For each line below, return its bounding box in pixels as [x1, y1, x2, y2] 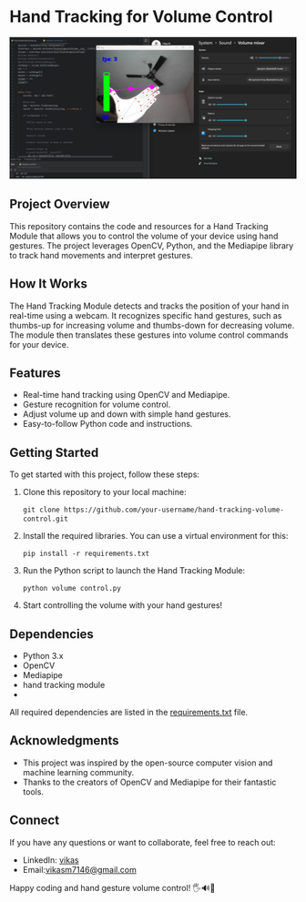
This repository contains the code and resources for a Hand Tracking [9, 220, 269, 231]
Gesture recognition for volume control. [22, 399, 171, 410]
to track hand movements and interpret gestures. [9, 249, 193, 260]
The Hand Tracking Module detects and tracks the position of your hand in [9, 300, 290, 311]
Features [9, 366, 61, 380]
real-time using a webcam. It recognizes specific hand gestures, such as [9, 309, 282, 320]
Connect [9, 813, 60, 828]
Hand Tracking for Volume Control [9, 6, 273, 27]
